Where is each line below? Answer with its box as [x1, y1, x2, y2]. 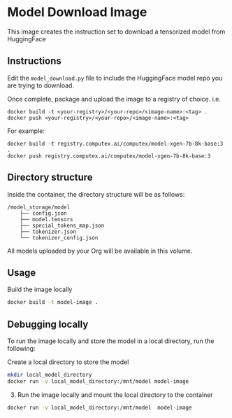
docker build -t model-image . [7, 299, 99, 306]
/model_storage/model [7, 204, 71, 211]
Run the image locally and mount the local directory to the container [17, 390, 213, 399]
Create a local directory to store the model [7, 358, 129, 366]
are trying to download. [7, 81, 75, 90]
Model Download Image [7, 4, 147, 20]
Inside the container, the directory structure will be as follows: [7, 190, 185, 198]
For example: [7, 127, 45, 135]
